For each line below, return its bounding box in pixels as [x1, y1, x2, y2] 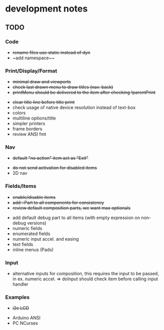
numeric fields [12, 225, 43, 231]
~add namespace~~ [12, 55, 55, 61]
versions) [27, 219, 47, 226]
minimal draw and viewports [12, 79, 71, 85]
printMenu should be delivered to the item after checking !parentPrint [12, 89, 156, 95]
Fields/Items [5, 183, 37, 190]
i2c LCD [12, 305, 29, 311]
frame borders [12, 126, 43, 132]
